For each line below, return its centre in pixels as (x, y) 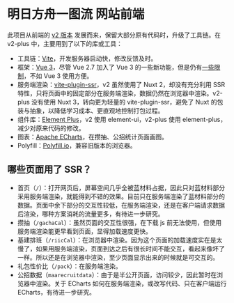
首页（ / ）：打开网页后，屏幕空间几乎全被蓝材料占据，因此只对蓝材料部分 (121, 187)
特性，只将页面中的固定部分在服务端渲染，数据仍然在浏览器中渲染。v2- (120, 93)
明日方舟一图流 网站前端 (76, 14)
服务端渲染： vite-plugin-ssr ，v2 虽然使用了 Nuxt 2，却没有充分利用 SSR (121, 84)
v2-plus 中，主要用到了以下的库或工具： (65, 43)
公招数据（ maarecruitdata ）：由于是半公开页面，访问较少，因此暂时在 (117, 274)
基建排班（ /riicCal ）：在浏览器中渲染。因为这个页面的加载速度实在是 (117, 240)
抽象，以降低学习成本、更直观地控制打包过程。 (97, 110)
